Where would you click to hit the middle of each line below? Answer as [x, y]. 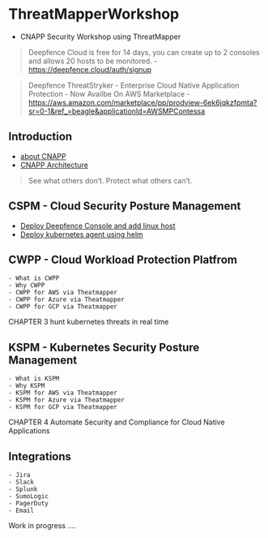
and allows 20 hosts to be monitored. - [93, 61]
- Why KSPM [27, 386]
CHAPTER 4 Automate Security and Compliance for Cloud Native [117, 422]
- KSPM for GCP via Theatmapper [63, 407]
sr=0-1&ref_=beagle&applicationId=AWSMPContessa [117, 111]
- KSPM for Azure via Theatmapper [67, 400]
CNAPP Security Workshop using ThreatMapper [100, 37]
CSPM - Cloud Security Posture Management [125, 207]
